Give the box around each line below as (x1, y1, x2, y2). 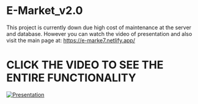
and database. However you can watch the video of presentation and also (6, 30, 193, 37)
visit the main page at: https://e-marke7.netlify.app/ (6, 36, 136, 44)
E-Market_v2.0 (6, 4, 83, 18)
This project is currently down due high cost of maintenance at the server (6, 24, 191, 31)
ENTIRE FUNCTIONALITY (6, 71, 136, 85)
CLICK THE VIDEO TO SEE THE (6, 58, 164, 72)
